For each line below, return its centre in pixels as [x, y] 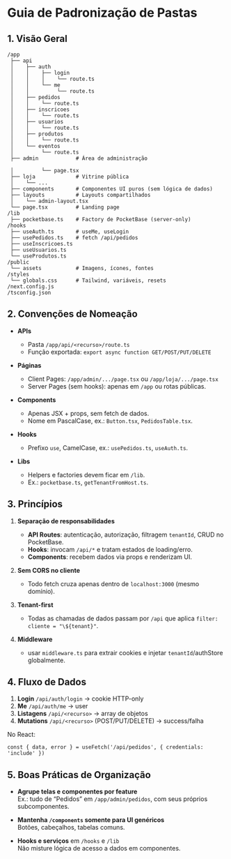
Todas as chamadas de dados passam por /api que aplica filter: [123, 618]
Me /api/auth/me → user [53, 706]
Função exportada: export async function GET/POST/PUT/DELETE [119, 352]
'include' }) [26, 754]
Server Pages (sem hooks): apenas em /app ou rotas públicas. [117, 386]
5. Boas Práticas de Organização [79, 775]
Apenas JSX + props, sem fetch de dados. [88, 413]
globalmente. [47, 660]
